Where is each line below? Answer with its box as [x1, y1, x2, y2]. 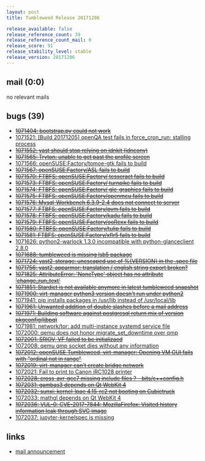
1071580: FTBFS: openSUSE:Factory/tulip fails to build [15, 225, 151, 232]
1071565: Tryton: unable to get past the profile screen [15, 153, 150, 161]
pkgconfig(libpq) [15, 316, 58, 324]
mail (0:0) [6, 77, 45, 88]
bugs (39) [6, 111, 45, 121]
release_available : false [6, 26, 72, 32]
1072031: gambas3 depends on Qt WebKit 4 [15, 381, 127, 389]
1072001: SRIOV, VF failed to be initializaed [15, 335, 123, 343]
